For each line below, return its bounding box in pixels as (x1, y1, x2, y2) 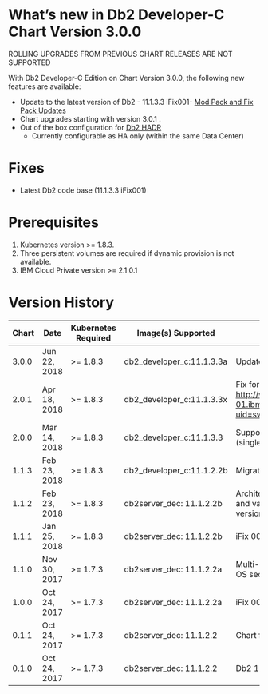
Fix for (235, 378, 260, 389)
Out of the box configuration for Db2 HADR (19, 122, 162, 132)
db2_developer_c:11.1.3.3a (124, 356, 228, 367)
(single (235, 437, 262, 448)
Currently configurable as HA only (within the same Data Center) (31, 130, 245, 141)
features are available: (8, 82, 81, 91)
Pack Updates (19, 106, 66, 115)
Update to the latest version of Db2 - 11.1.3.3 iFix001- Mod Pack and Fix (19, 97, 254, 106)
